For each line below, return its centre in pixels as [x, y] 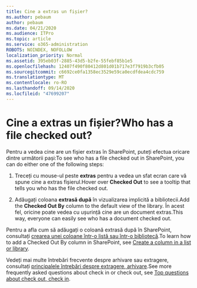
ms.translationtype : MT [35, 77]
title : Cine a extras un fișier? [47, 11]
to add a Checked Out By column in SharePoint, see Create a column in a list [98, 242]
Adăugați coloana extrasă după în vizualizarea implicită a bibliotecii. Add [102, 199]
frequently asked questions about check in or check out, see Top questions [98, 272]
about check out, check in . [38, 279]
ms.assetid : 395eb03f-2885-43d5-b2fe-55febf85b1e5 [69, 61]
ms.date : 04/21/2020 [31, 28]
